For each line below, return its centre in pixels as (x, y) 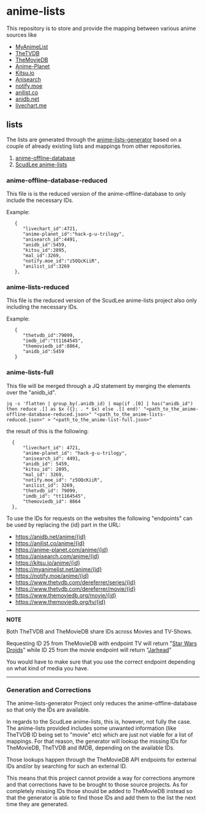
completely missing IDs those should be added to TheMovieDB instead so (100, 791)
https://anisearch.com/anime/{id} (57, 556)
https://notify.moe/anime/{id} (52, 576)
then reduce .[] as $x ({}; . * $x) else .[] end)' (74, 409)
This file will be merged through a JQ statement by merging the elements (99, 386)
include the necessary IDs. (40, 200)
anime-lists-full (30, 373)
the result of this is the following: (48, 431)
